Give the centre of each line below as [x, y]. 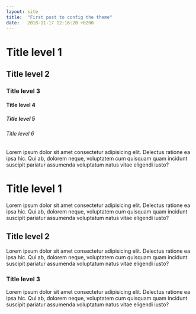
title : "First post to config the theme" [59, 17]
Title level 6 [20, 134]
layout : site [22, 12]
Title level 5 [21, 119]
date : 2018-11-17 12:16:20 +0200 [50, 23]
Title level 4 [21, 105]
